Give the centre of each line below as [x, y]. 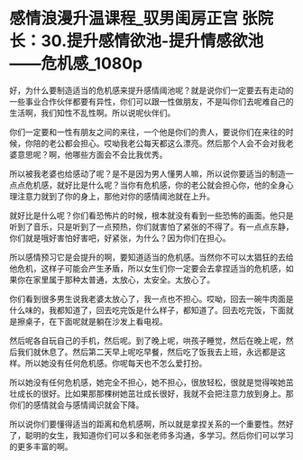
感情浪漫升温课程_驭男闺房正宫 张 [133, 18]
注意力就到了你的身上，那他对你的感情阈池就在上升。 [115, 196]
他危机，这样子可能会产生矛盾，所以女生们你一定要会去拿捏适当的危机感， [147, 268]
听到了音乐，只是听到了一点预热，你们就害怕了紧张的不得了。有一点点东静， [151, 226]
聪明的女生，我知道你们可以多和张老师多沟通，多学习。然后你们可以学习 [159, 435]
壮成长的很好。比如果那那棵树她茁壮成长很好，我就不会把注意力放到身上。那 [151, 393]
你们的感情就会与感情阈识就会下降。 [77, 405]
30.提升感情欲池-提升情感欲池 [152, 41]
